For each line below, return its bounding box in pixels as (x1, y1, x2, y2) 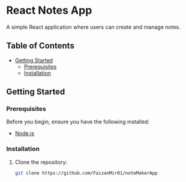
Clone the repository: (14, 158, 68, 165)
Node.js (14, 130, 35, 137)
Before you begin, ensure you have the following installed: (6, 118, 150, 126)
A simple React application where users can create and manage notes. (6, 23, 181, 31)
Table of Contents (6, 41, 75, 51)
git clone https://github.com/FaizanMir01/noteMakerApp (14, 170, 158, 176)
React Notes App (6, 4, 92, 17)
